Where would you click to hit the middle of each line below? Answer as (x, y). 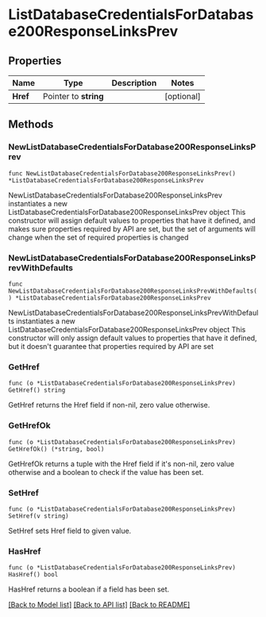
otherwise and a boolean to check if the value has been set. (106, 472)
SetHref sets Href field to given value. (70, 531)
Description (134, 83)
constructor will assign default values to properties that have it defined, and (132, 220)
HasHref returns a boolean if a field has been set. (89, 589)
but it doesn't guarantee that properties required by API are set (111, 346)
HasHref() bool (33, 575)
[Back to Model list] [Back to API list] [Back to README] (99, 605)
